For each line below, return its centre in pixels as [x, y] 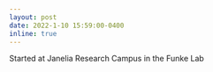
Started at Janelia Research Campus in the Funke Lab [107, 59]
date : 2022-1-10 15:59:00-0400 [67, 25]
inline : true [33, 33]
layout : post [33, 17]
